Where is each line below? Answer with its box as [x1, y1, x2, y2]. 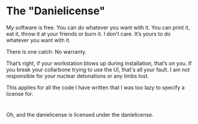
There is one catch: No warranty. [6, 48, 87, 55]
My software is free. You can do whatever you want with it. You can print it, [6, 24, 190, 31]
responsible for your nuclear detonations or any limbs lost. [6, 72, 149, 79]
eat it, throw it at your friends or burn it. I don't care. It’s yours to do [6, 30, 171, 37]
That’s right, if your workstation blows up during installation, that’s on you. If [6, 60, 192, 67]
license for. [6, 90, 34, 97]
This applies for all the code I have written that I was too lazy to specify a [6, 83, 185, 91]
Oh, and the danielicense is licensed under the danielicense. [6, 111, 154, 119]
